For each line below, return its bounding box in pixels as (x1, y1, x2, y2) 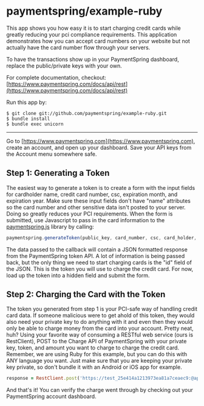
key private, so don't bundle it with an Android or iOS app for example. (6, 363, 182, 371)
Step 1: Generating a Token (6, 168, 110, 178)
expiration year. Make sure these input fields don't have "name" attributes (6, 197, 191, 205)
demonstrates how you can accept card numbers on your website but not (6, 37, 190, 44)
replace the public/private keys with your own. (6, 62, 123, 69)
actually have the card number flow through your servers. (6, 44, 151, 51)
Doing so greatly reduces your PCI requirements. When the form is (6, 210, 173, 217)
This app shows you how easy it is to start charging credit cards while (6, 24, 181, 32)
